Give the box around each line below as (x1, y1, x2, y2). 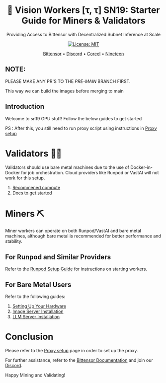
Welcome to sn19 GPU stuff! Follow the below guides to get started (5, 115, 142, 121)
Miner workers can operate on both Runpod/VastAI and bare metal (5, 228, 142, 234)
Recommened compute (12, 184, 61, 190)
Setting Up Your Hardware (12, 303, 66, 309)
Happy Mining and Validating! (5, 372, 66, 378)
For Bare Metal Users (5, 280, 72, 289)
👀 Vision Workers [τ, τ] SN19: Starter (7, 4, 160, 16)
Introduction (5, 102, 45, 111)
